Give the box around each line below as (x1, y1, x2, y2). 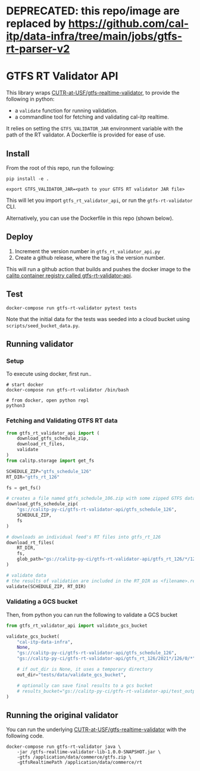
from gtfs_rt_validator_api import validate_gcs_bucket (6, 623, 148, 629)
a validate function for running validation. (14, 107, 118, 114)
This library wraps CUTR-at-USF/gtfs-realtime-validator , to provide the (6, 89, 180, 97)
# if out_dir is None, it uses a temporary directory (17, 666, 153, 673)
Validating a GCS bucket (6, 598, 78, 606)
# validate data (6, 572, 46, 579)
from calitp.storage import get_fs (6, 458, 95, 464)
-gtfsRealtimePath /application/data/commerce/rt (17, 760, 143, 766)
